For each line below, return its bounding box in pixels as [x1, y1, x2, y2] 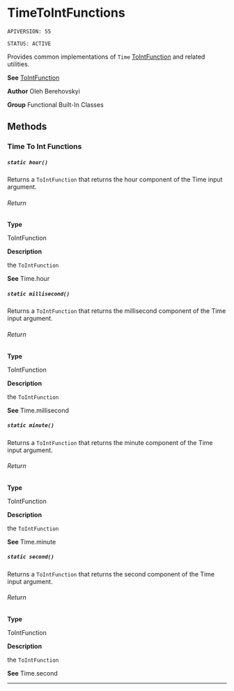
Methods [7, 121, 47, 133]
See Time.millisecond [7, 406, 70, 414]
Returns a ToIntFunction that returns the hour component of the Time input [7, 175, 223, 184]
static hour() [7, 159, 49, 166]
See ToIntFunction [7, 73, 60, 82]
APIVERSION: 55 [7, 28, 52, 35]
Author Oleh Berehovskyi [7, 87, 80, 95]
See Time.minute [7, 537, 56, 546]
